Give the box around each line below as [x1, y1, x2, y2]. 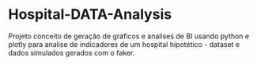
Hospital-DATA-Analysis [8, 5, 172, 23]
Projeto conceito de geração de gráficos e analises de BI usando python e [8, 31, 250, 41]
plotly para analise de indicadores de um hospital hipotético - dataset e [8, 39, 240, 49]
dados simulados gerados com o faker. [8, 48, 135, 57]
